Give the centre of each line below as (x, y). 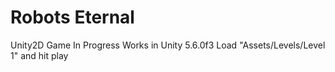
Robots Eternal (72, 17)
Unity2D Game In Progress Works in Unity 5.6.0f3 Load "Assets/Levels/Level (168, 45)
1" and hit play (39, 55)
